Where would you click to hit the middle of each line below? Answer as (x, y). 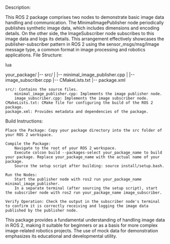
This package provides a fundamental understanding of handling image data (85, 220)
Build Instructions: (24, 121)
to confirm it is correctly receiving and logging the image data (77, 206)
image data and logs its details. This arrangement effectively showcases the (85, 39)
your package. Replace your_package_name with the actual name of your (82, 157)
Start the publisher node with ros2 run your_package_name (78, 179)
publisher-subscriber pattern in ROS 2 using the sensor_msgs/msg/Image (82, 44)
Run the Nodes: (21, 175)
